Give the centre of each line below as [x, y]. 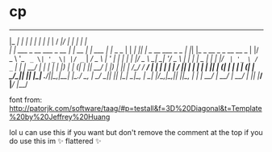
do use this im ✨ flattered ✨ [55, 141]
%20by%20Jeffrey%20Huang [60, 117]
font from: [26, 100]
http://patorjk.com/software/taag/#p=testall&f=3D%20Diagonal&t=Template [136, 108]
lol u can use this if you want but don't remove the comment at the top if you [136, 132]
